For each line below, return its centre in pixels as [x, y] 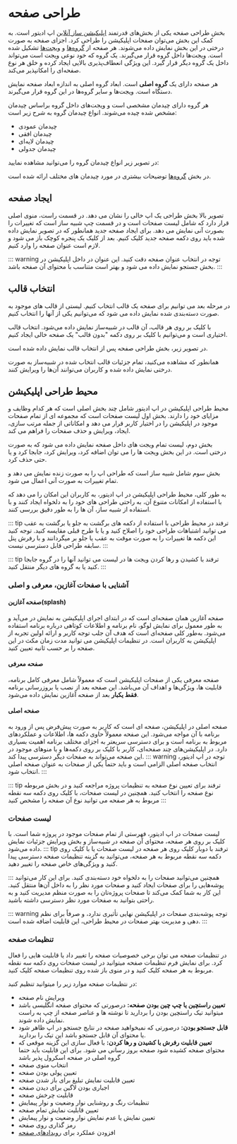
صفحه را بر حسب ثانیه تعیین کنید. [51, 648]
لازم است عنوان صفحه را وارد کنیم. [54, 245]
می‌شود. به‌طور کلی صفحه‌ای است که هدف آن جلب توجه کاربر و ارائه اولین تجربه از [117, 633]
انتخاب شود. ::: [28, 771]
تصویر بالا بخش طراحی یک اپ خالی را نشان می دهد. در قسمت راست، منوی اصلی [116, 215]
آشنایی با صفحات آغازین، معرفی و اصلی [68, 585]
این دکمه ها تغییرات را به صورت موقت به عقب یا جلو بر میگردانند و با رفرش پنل [112, 538]
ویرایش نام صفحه [42, 997]
